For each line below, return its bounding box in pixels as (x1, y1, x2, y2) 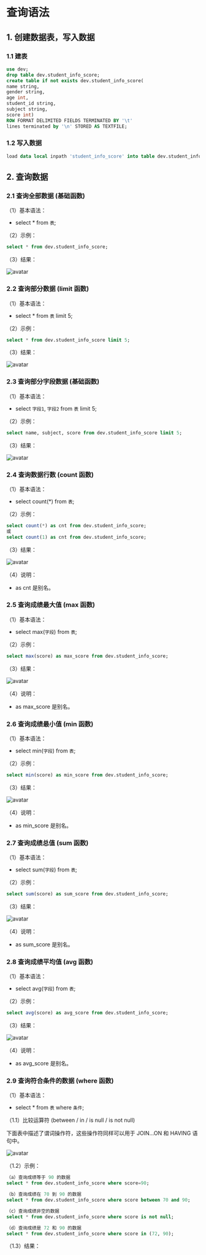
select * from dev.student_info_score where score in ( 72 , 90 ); (6, 1230, 174, 1237)
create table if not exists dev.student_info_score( (6, 77, 144, 83)
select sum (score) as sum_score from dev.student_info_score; (6, 891, 169, 897)
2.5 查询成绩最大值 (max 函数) (6, 601, 95, 609)
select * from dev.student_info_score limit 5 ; (6, 337, 131, 343)
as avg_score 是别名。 (15, 1060, 72, 1067)
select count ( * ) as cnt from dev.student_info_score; (6, 522, 147, 528)
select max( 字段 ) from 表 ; (15, 628, 78, 635)
